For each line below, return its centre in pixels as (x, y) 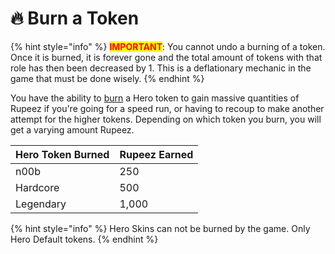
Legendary (41, 204)
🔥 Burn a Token (75, 18)
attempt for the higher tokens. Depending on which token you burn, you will (166, 119)
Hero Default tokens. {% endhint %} (84, 239)
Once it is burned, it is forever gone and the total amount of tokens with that (166, 57)
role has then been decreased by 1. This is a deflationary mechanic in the (161, 68)
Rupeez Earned (156, 154)
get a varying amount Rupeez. (72, 129)
